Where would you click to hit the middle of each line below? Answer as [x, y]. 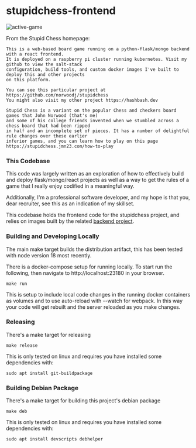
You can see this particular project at [56, 90]
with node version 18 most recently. [49, 255]
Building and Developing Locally [53, 236]
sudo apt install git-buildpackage [49, 373]
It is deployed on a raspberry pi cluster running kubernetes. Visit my [97, 59]
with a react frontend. [35, 54]
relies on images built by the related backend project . [70, 221]
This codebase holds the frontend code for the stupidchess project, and [93, 215]
